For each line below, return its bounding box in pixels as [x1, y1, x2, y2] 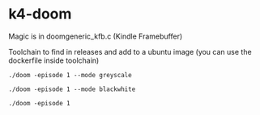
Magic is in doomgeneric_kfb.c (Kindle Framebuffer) [8, 31, 183, 41]
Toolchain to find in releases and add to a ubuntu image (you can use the [8, 47, 253, 56]
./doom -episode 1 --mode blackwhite [8, 85, 136, 93]
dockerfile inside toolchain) [8, 55, 100, 65]
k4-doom [8, 5, 72, 23]
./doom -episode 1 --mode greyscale [8, 71, 132, 79]
